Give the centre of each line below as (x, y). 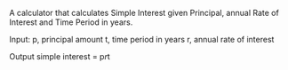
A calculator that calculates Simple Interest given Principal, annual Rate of (144, 13)
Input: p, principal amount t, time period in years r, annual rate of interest (142, 39)
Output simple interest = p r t (60, 56)
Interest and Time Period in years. (71, 22)
